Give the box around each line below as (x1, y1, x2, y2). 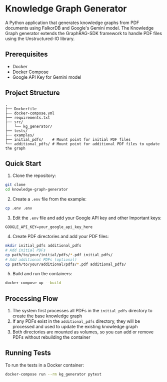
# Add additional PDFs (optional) (5, 257, 77, 262)
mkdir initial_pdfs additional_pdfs (5, 243, 81, 248)
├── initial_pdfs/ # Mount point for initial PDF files (5, 137, 131, 142)
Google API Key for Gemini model (12, 74, 81, 80)
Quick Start (5, 159, 41, 168)
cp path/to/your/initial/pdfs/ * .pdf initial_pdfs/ (5, 252, 113, 257)
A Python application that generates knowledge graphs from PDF (5, 20, 139, 26)
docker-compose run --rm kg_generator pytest (5, 371, 101, 376)
